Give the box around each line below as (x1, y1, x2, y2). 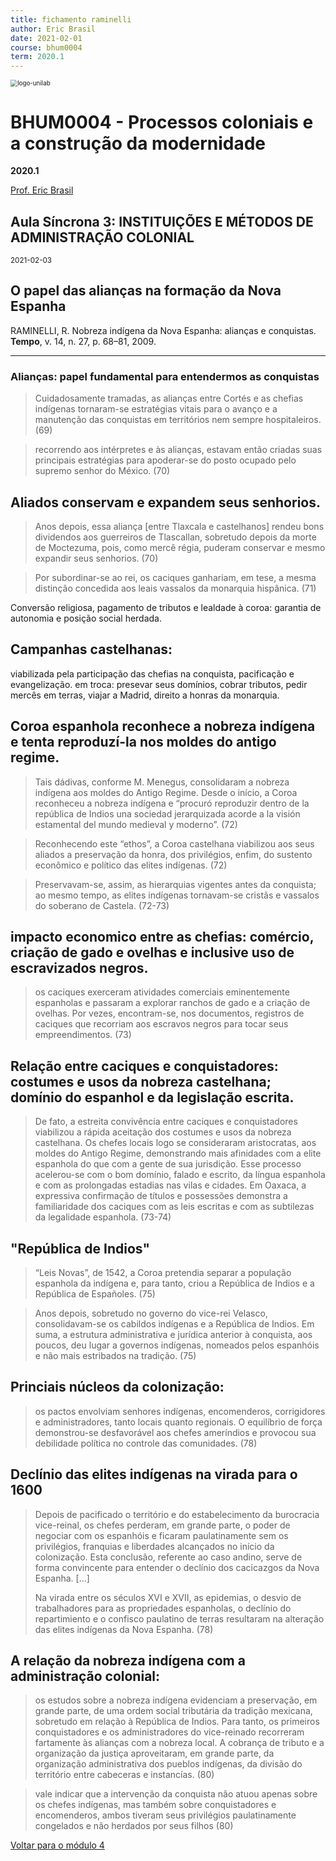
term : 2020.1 (10, 52, 65, 62)
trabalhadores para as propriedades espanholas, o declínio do (34, 1602, 292, 1614)
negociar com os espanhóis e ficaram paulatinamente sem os (34, 1529, 289, 1541)
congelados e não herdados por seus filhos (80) (34, 1820, 234, 1832)
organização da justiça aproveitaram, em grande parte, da (34, 1747, 275, 1760)
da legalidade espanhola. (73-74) (34, 1211, 172, 1223)
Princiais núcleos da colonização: (10, 1379, 225, 1396)
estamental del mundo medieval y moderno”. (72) (34, 818, 238, 830)
